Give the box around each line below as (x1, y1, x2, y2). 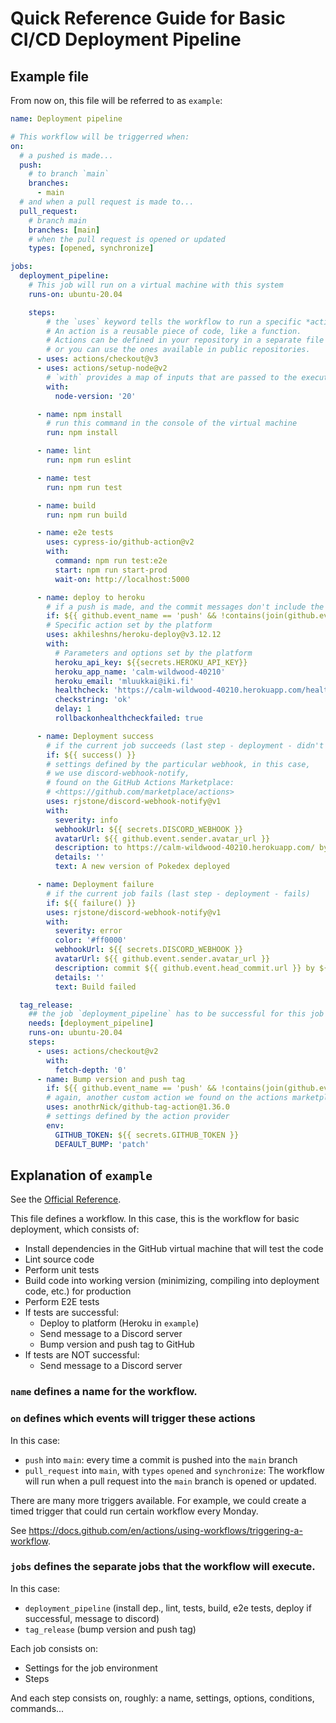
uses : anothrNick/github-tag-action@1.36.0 (46, 1102, 230, 1112)
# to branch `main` (28, 169, 110, 179)
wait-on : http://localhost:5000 (54, 574, 190, 584)
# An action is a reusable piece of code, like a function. (46, 326, 302, 336)
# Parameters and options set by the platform (54, 648, 253, 658)
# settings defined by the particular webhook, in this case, (46, 759, 311, 769)
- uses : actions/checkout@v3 (36, 354, 159, 364)
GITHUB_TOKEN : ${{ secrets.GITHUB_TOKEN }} (54, 1130, 240, 1140)
